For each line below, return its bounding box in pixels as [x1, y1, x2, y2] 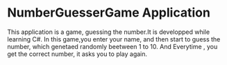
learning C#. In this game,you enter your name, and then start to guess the [7, 35, 221, 43]
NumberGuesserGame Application [7, 5, 210, 21]
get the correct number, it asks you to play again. [7, 50, 148, 58]
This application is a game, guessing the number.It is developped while [7, 28, 210, 36]
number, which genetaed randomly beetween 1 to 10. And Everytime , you [7, 42, 218, 50]
